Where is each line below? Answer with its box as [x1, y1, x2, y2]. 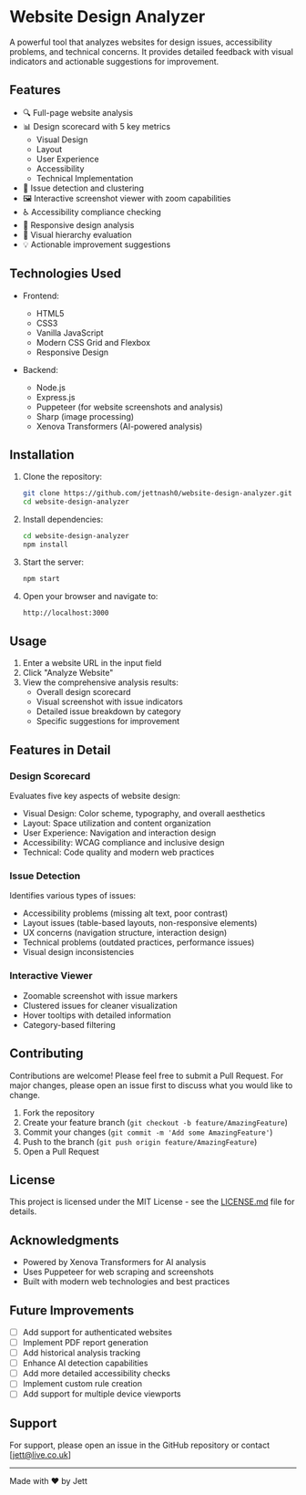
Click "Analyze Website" [22, 668, 114, 679]
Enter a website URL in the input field [22, 658, 162, 669]
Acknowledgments [9, 1232, 120, 1248]
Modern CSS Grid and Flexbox [36, 337, 151, 348]
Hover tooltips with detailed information [22, 1010, 171, 1021]
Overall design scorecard [36, 687, 131, 698]
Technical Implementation [36, 172, 134, 183]
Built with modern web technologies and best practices [22, 1276, 230, 1287]
